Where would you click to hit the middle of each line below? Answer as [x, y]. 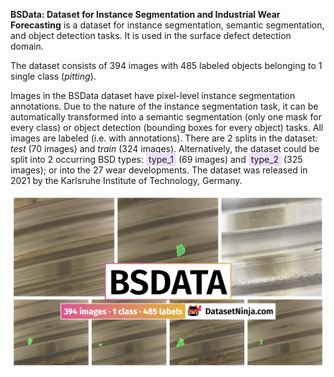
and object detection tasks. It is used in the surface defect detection [151, 35]
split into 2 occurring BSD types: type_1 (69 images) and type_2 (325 [156, 159]
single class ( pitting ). [53, 76]
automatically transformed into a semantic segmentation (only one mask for [166, 117]
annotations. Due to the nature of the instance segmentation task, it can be [164, 106]
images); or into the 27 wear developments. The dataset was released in [159, 170]
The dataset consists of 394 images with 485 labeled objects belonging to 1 [166, 65]
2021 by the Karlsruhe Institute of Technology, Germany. [126, 180]
